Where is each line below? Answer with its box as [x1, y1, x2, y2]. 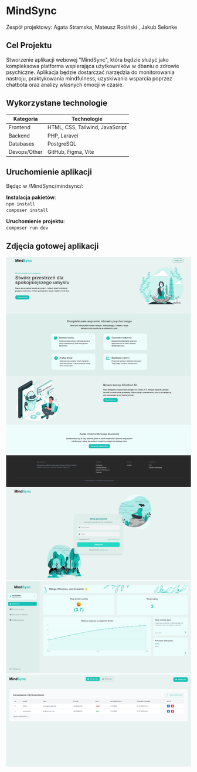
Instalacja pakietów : [6, 194, 56, 201]
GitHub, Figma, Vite [47, 149, 94, 156]
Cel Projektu [6, 41, 52, 50]
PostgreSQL [47, 140, 77, 147]
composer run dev [6, 225, 49, 231]
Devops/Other [8, 149, 43, 156]
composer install [6, 207, 49, 214]
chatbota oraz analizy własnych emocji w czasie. [6, 81, 124, 88]
